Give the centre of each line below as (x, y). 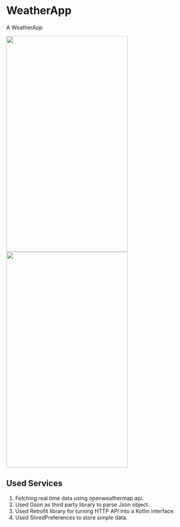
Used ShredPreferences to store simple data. (71, 517)
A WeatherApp (25, 27)
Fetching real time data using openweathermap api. (79, 498)
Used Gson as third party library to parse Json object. (82, 505)
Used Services (34, 484)
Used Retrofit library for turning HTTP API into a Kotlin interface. (95, 511)
